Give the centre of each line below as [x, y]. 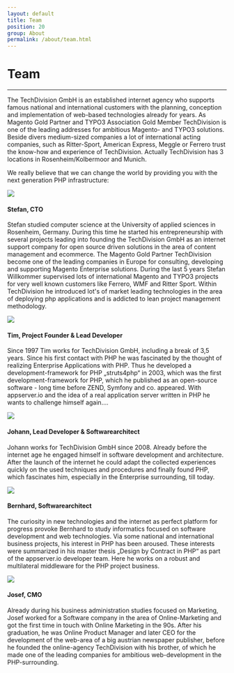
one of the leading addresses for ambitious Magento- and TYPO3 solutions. [116, 130]
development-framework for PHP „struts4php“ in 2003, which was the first [114, 373]
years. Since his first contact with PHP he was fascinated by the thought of [115, 358]
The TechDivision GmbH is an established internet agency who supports [111, 100]
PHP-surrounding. [33, 663]
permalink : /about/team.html [49, 40]
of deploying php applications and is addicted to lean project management [114, 299]
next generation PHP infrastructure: [58, 180]
